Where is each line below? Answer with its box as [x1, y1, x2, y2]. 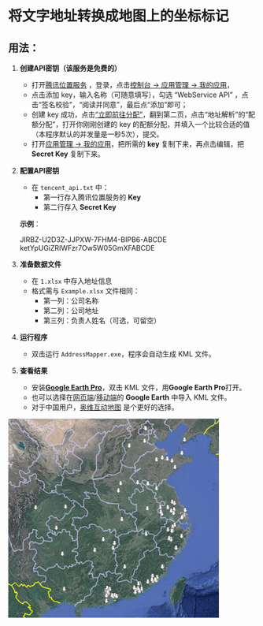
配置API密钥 [19, 166, 60, 175]
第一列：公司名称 [43, 296, 99, 305]
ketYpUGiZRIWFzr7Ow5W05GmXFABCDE [19, 244, 155, 252]
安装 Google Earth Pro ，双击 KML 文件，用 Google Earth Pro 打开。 [31, 383, 246, 392]
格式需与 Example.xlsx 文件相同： [31, 286, 140, 296]
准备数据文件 [19, 259, 61, 269]
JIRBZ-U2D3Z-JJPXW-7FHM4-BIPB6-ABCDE [19, 235, 167, 244]
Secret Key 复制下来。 [31, 149, 105, 158]
